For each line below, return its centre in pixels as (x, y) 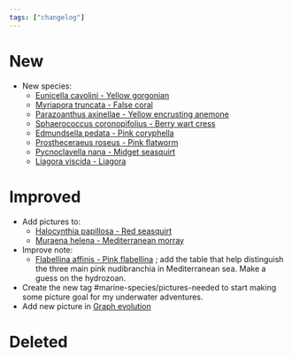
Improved (45, 197)
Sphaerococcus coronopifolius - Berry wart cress (125, 123)
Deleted (38, 341)
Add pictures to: (51, 221)
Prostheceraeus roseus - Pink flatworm (107, 142)
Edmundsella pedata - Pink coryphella (104, 133)
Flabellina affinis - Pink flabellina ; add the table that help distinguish (159, 259)
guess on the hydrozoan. (81, 278)
